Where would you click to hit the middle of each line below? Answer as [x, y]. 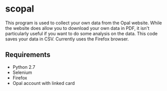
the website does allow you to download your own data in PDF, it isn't [77, 28]
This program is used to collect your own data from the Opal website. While [84, 23]
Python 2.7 [24, 67]
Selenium [22, 72]
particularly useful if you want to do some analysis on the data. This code [81, 33]
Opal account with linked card [44, 83]
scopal [20, 9]
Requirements [28, 55]
